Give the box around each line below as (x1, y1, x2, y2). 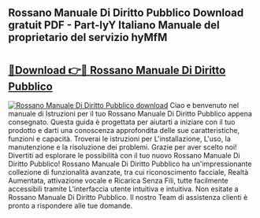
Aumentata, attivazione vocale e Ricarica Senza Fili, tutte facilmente (8, 176, 228, 185)
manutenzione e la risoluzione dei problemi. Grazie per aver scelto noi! (8, 142, 238, 152)
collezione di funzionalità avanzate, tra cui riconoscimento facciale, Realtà (8, 168, 249, 176)
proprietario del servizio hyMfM (8, 31, 168, 44)
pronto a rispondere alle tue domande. (8, 201, 132, 210)
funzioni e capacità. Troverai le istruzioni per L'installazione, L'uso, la (8, 134, 231, 143)
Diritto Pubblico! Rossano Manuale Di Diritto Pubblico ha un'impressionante (8, 159, 252, 168)
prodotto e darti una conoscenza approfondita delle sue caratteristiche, (8, 126, 240, 135)
